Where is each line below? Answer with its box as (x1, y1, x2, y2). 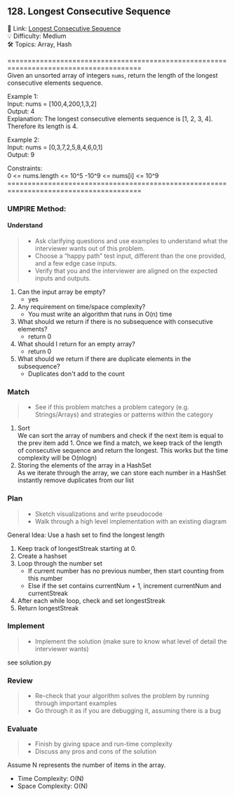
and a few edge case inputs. (34, 259, 117, 267)
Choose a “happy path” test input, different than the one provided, (34, 252, 227, 260)
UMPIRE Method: (7, 203, 67, 213)
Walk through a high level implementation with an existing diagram (34, 517, 227, 525)
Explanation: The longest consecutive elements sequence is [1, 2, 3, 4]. (7, 114, 213, 123)
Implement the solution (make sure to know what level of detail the (34, 637, 227, 646)
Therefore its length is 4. (7, 122, 79, 130)
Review (7, 676, 33, 686)
